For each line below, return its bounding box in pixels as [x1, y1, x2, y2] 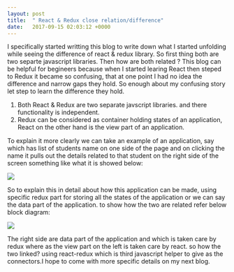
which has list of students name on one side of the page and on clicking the [7, 144, 225, 153]
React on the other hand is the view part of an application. [17, 123, 185, 132]
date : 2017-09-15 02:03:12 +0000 [7, 23, 111, 30]
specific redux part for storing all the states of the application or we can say [7, 193, 226, 202]
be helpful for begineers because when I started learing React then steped [7, 64, 222, 74]
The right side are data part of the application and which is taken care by [7, 235, 217, 243]
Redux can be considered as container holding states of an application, [17, 116, 223, 124]
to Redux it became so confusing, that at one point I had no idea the [7, 72, 203, 81]
